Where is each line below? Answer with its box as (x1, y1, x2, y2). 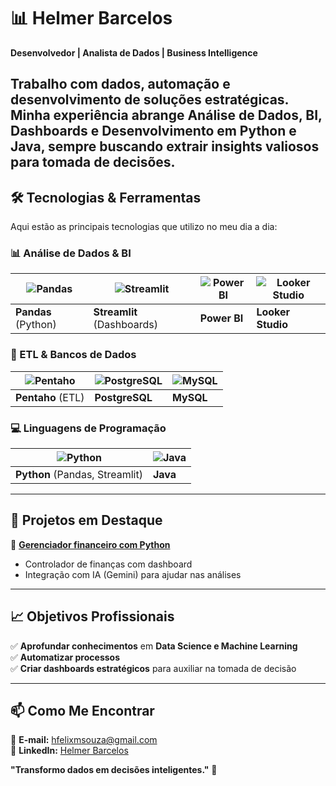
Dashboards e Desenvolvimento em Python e (10, 123, 297, 140)
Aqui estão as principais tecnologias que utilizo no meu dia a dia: (10, 221, 278, 233)
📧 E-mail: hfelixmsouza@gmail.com (10, 734, 158, 746)
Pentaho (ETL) (15, 390, 85, 404)
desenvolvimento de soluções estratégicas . (10, 91, 289, 109)
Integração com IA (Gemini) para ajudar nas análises (24, 568, 242, 580)
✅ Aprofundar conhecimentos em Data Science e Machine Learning (10, 640, 298, 652)
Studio (256, 318, 288, 332)
